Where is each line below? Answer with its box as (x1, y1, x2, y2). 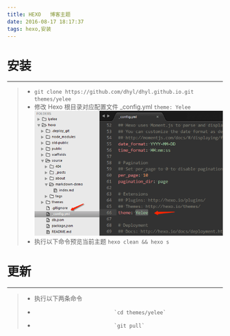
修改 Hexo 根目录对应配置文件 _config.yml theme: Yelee (34, 103, 191, 111)
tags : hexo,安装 (7, 25, 51, 32)
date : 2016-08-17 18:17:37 (7, 18, 84, 25)
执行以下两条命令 (34, 294, 83, 302)
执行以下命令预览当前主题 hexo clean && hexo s (34, 237, 170, 246)
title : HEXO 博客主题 (7, 11, 71, 18)
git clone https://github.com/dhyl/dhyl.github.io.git (34, 89, 194, 96)
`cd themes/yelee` (114, 309, 166, 316)
